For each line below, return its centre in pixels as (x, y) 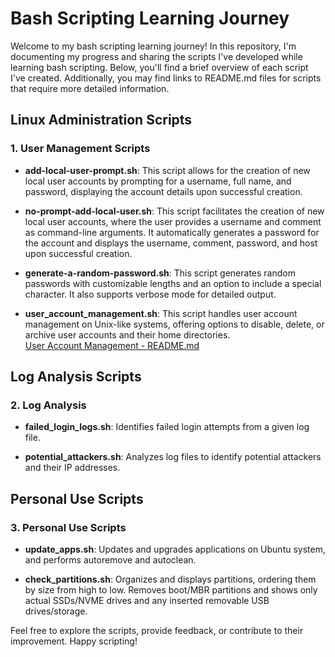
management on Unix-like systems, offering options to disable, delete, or (174, 324)
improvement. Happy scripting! (74, 641)
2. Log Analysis (48, 405)
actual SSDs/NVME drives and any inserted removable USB (147, 600)
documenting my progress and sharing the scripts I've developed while (156, 56)
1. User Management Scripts (80, 149)
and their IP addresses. (72, 468)
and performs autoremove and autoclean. (110, 560)
